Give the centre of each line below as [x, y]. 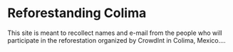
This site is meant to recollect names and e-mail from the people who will [115, 33]
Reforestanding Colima [77, 13]
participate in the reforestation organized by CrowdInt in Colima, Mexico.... [116, 40]
